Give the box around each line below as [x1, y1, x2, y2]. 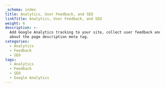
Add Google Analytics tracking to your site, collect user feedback [9, 30, 153, 35]
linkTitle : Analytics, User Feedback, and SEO [5, 16, 102, 21]
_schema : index [5, 7, 36, 12]
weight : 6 [5, 21, 26, 26]
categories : [5, 39, 29, 44]
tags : [5, 57, 16, 62]
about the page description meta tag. [9, 35, 89, 40]
